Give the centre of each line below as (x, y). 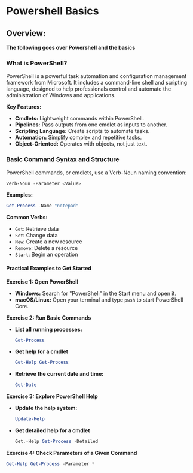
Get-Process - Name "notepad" (42, 206)
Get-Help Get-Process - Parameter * (50, 464)
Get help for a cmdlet (42, 351)
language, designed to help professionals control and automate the (89, 89)
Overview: (26, 33)
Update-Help (30, 419)
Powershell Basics (53, 11)
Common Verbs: (27, 218)
